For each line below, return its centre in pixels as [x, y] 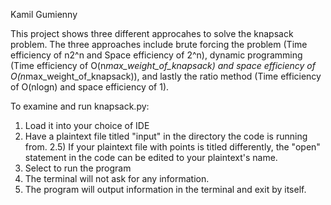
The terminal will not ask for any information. [117, 178]
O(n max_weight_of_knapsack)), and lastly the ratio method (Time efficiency [166, 76]
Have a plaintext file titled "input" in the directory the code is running [166, 136]
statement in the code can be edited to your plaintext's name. [151, 157]
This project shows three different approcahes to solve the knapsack [152, 33]
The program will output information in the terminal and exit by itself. [165, 189]
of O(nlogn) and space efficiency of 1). [90, 87]
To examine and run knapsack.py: [80, 106]
